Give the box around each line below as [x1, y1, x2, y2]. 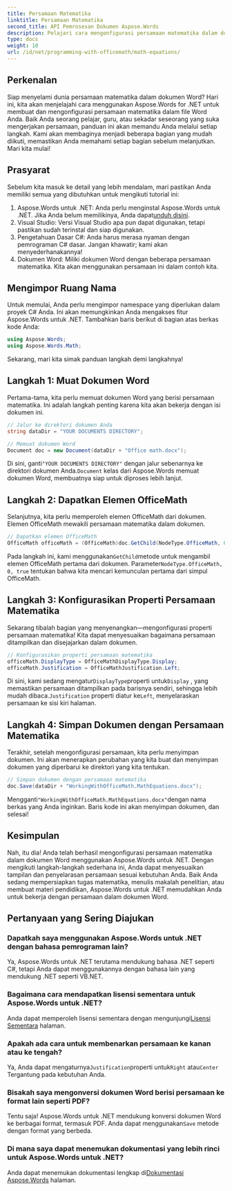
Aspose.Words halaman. [7, 1176, 77, 1184]
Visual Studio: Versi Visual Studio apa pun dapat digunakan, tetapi [17, 218, 205, 226]
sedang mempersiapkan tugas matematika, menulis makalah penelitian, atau [7, 878, 224, 886]
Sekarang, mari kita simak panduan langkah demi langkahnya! [7, 355, 184, 363]
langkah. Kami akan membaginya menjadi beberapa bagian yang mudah [7, 129, 213, 138]
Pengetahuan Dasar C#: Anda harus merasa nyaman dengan [17, 233, 190, 241]
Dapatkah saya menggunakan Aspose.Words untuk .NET [7, 934, 202, 943]
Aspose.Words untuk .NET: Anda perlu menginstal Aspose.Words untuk [17, 203, 221, 212]
